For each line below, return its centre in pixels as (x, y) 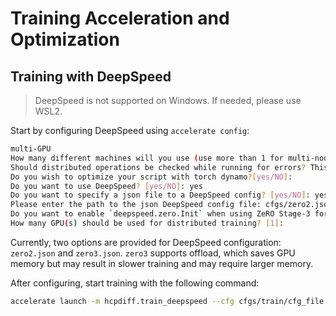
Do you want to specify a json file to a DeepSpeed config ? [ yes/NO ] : (160, 195)
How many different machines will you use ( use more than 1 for (147, 158)
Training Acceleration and (120, 18)
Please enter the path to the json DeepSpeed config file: (136, 205)
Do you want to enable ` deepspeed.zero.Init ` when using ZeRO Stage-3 (160, 214)
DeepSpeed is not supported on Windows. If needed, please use (168, 100)
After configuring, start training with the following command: (135, 283)
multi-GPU (31, 149)
